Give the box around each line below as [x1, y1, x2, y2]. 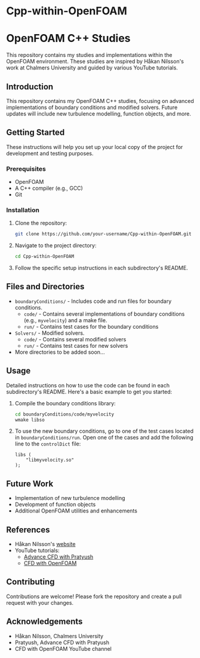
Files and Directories [6, 281, 85, 292]
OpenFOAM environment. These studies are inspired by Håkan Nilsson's [6, 58, 184, 65]
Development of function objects [14, 501, 96, 508]
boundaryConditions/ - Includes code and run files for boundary [14, 298, 172, 305]
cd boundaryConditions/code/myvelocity [14, 411, 115, 417]
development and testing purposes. [6, 150, 94, 157]
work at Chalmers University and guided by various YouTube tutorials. [6, 64, 178, 71]
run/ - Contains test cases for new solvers [23, 342, 128, 349]
